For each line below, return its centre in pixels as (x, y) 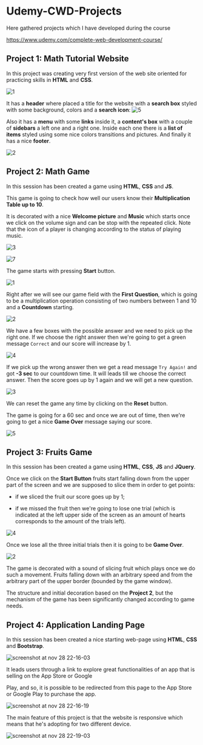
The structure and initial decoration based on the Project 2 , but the (90, 593)
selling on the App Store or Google (49, 676)
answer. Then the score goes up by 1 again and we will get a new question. (100, 379)
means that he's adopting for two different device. (69, 724)
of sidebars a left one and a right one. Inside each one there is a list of (95, 128)
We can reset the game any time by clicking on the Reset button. (87, 403)
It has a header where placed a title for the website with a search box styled (101, 103)
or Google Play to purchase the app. (51, 694)
